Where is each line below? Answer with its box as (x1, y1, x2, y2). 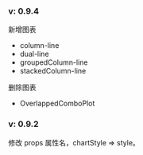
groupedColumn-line (19, 58, 88, 67)
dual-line (19, 50, 49, 59)
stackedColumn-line (19, 66, 87, 76)
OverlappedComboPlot (19, 98, 95, 109)
